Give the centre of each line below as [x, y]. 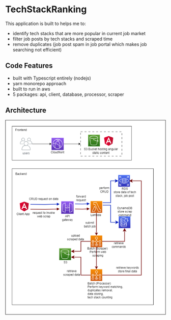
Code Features [29, 66]
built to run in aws [31, 89]
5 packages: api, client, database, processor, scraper [68, 94]
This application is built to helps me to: [46, 23]
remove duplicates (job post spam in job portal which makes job [80, 44]
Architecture [26, 110]
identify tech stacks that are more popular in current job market [79, 33]
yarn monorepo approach [39, 83]
